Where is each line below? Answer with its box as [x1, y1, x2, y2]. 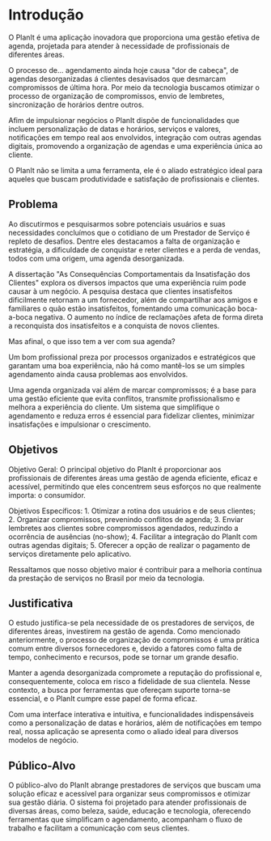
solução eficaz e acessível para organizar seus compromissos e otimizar [8, 789, 251, 799]
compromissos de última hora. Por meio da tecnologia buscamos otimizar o [8, 83, 260, 92]
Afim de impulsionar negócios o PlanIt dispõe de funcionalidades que [8, 115, 240, 125]
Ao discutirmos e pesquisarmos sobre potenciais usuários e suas [8, 219, 226, 228]
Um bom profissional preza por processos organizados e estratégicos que [8, 352, 256, 362]
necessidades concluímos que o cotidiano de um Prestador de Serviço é [8, 227, 251, 237]
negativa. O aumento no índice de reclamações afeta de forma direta [34, 312, 264, 321]
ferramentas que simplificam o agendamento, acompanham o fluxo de [8, 815, 243, 825]
